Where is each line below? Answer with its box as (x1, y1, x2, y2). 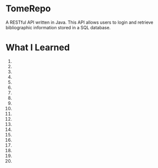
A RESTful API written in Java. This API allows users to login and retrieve (5, 19, 154, 25)
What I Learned (5, 42, 70, 53)
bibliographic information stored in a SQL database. (5, 24, 111, 30)
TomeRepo (5, 3, 51, 14)
